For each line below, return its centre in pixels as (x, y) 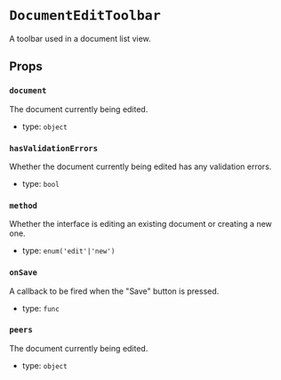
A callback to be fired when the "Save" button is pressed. (114, 291)
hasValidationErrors (54, 148)
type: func (40, 308)
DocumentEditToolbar (85, 16)
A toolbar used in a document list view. (80, 38)
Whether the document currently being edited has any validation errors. (140, 166)
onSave (24, 273)
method (24, 206)
